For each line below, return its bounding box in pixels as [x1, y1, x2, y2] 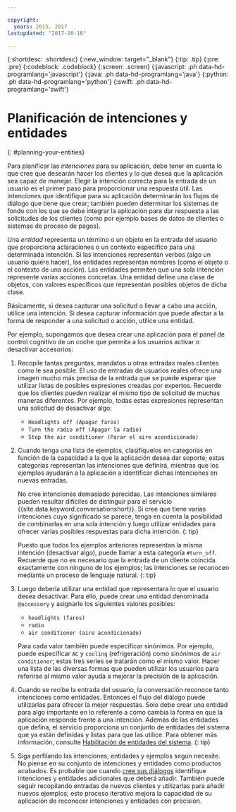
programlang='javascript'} [7, 70, 83, 78]
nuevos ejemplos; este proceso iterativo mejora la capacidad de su [17, 789, 213, 798]
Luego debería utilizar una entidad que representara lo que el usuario [17, 585, 219, 593]
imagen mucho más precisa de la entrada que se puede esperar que [17, 374, 216, 382]
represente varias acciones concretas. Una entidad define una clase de [7, 273, 215, 281]
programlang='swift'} [7, 85, 69, 94]
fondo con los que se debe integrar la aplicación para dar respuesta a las [7, 207, 220, 215]
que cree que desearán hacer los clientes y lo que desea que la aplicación [7, 169, 223, 178]
